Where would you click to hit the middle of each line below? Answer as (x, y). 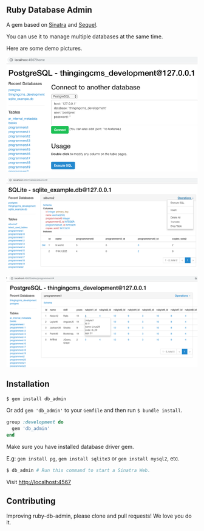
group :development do (35, 422)
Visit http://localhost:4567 (39, 482)
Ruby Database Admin (49, 10)
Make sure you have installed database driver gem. (70, 447)
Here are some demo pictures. (44, 48)
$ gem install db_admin (36, 399)
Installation (28, 384)
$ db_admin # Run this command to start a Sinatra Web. (78, 471)
